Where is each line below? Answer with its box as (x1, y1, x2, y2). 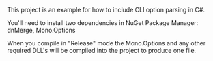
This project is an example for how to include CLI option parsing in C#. (7, 6, 205, 14)
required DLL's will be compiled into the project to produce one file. (7, 47, 197, 54)
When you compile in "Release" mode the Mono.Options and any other (7, 39, 206, 47)
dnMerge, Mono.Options (7, 26, 76, 34)
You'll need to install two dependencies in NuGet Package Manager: (7, 19, 199, 26)
